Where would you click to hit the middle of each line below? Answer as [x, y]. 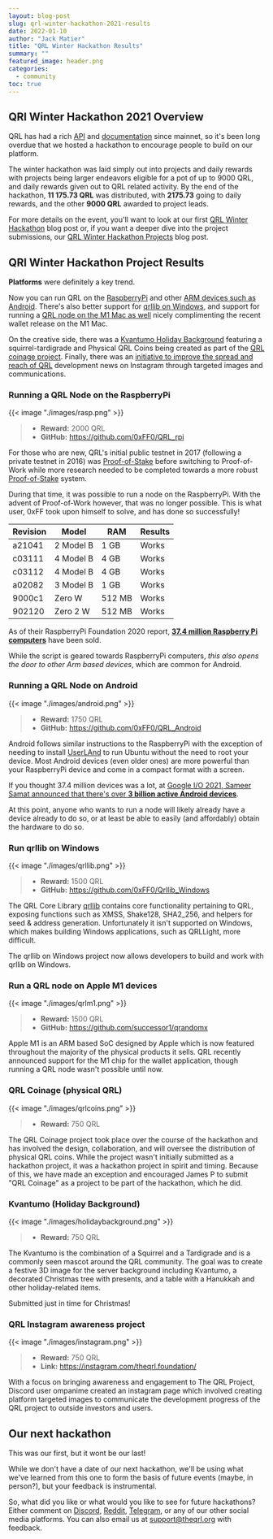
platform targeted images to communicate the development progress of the [134, 1399]
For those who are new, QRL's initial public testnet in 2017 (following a [125, 453]
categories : [28, 69]
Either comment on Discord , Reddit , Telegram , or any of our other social [129, 1511]
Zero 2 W [72, 612]
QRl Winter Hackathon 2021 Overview [106, 117]
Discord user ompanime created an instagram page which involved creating [135, 1391]
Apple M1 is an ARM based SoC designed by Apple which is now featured [131, 1043]
